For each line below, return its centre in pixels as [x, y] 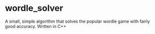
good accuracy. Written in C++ [36, 26]
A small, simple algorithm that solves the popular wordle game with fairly [77, 21]
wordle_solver [34, 8]
